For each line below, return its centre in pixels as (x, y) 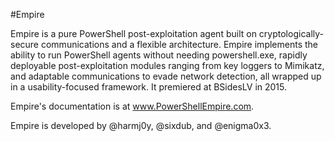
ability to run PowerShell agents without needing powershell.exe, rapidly (159, 55)
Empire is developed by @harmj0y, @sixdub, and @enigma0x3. (141, 125)
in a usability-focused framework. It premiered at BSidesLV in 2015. (149, 87)
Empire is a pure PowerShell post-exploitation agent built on (133, 33)
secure (25, 44)
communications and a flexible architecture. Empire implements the (179, 44)
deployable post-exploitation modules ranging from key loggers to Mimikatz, (167, 65)
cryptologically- (291, 33)
